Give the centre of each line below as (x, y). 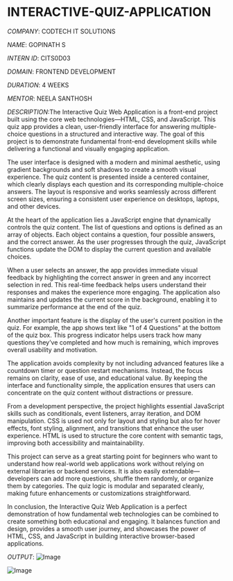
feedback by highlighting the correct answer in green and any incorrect (109, 277)
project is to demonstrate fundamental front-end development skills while (112, 141)
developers (23, 478)
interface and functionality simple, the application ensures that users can (112, 385)
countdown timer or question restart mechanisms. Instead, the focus (105, 370)
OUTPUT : (21, 557)
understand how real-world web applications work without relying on (106, 463)
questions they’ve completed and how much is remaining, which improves (113, 342)
